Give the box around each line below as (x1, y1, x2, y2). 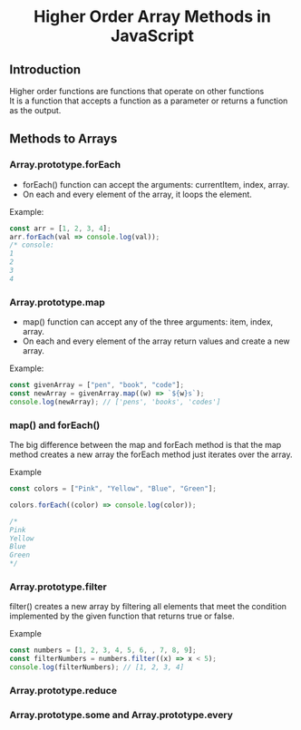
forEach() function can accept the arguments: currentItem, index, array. (22, 179, 290, 190)
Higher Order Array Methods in (33, 6, 272, 27)
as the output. (9, 105, 62, 115)
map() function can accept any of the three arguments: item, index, (22, 316, 274, 327)
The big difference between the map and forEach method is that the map (9, 440, 282, 451)
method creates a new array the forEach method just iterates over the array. (9, 449, 293, 460)
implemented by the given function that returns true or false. (9, 610, 235, 622)
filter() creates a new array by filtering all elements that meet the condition (9, 601, 287, 612)
